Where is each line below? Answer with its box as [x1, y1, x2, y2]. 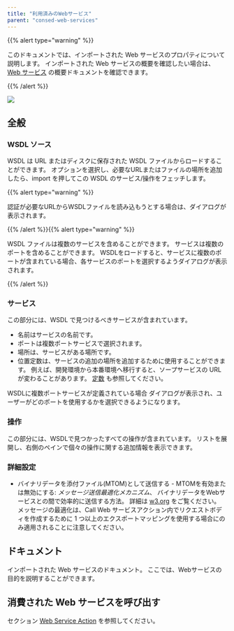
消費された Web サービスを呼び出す [7, 597, 161, 609]
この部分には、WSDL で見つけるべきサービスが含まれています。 [7, 316, 191, 324]
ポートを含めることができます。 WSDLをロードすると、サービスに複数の [7, 249, 216, 257]
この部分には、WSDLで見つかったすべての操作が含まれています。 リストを [7, 434, 221, 442]
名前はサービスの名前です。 [17, 331, 97, 339]
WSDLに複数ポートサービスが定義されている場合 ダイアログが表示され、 [7, 389, 217, 398]
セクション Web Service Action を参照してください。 [7, 616, 159, 625]
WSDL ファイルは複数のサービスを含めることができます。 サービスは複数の [7, 240, 224, 248]
